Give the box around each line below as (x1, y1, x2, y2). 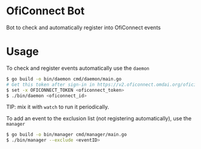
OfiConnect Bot (6, 4, 85, 18)
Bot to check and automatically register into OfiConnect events (6, 24, 161, 31)
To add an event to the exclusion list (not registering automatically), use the (6, 115, 192, 122)
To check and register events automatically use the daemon (6, 64, 150, 72)
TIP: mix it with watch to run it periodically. (6, 103, 109, 111)
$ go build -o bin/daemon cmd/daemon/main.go (6, 76, 121, 82)
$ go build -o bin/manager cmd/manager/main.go (6, 132, 127, 138)
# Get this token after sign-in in (6, 82, 95, 88)
